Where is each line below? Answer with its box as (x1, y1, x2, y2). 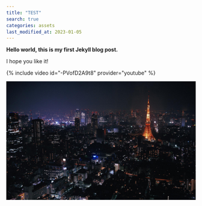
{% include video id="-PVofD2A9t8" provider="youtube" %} (6, 69, 156, 76)
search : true (6, 16, 39, 22)
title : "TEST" (6, 10, 42, 16)
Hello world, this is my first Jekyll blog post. (6, 46, 118, 54)
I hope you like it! (6, 58, 49, 65)
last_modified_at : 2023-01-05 (6, 29, 82, 35)
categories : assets (6, 22, 55, 28)
